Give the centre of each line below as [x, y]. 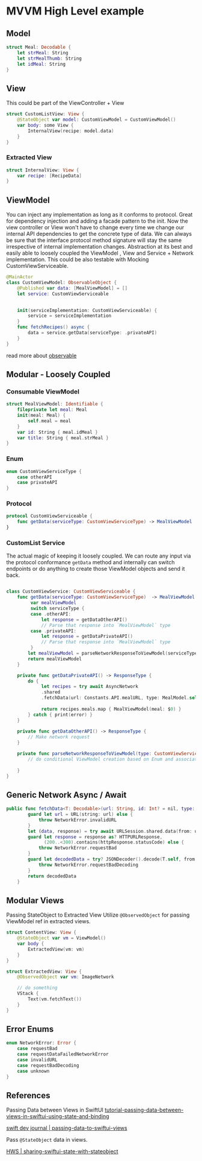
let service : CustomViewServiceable [63, 294]
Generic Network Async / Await [66, 795]
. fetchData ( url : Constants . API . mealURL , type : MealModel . [115, 698]
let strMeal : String [43, 52]
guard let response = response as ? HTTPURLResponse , [95, 837]
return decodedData [52, 876]
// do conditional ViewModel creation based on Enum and [100, 759]
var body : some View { [45, 125]
